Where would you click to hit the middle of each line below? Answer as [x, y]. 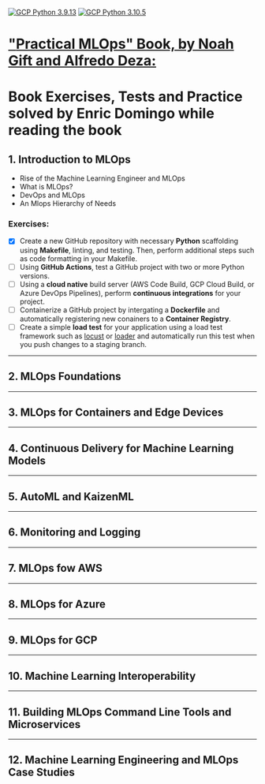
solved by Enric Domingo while [111, 114]
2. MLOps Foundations [65, 377]
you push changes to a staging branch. [83, 344]
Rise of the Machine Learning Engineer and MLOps [102, 178]
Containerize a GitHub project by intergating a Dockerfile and [119, 310]
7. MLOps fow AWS [55, 568]
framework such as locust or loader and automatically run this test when [137, 336]
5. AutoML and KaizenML [71, 497]
